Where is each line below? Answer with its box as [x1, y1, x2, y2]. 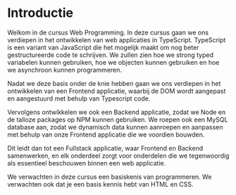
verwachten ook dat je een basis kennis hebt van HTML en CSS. [7, 180, 194, 188]
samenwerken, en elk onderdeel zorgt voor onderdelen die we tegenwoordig [7, 151, 230, 160]
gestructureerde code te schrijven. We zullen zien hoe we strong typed [7, 51, 213, 59]
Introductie [7, 5, 74, 21]
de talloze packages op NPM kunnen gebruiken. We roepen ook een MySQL [7, 115, 228, 124]
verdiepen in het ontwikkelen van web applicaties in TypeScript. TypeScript [7, 35, 226, 44]
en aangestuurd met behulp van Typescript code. [7, 94, 151, 103]
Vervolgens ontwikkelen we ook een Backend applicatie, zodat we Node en [7, 108, 226, 116]
